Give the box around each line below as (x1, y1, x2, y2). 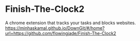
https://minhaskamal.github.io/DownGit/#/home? (5, 25, 105, 31)
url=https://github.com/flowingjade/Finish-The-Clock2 (5, 30, 117, 36)
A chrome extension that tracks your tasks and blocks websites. (5, 20, 136, 26)
